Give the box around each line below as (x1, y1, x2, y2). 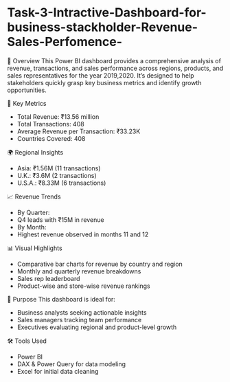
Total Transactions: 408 (16, 120, 84, 128)
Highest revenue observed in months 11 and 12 (16, 230, 149, 238)
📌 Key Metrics (7, 99, 47, 107)
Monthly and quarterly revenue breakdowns (16, 267, 141, 276)
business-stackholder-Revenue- (7, 19, 198, 35)
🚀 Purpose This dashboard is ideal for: (7, 295, 115, 303)
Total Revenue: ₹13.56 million (16, 112, 100, 121)
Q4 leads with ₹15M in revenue (16, 215, 104, 224)
